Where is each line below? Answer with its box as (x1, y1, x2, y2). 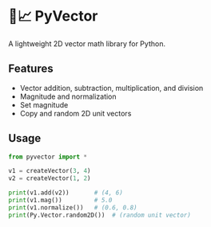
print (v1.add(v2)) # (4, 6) (8, 189, 124, 197)
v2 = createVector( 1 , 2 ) (8, 174, 91, 182)
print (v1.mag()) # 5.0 (8, 197, 113, 205)
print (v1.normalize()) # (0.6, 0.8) (8, 203, 137, 212)
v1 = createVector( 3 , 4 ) (8, 167, 91, 175)
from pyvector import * (8, 153, 88, 161)
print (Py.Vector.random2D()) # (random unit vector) (8, 211, 192, 219)
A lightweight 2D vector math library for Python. (8, 38, 166, 49)
